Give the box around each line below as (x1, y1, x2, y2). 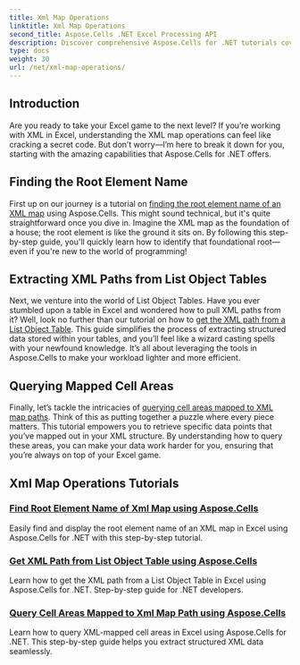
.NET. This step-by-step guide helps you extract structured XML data (9, 636, 264, 647)
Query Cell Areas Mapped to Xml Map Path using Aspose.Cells (9, 607, 287, 619)
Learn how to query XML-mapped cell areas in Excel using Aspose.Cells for (9, 627, 287, 638)
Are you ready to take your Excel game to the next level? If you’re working (9, 120, 281, 131)
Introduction (9, 96, 80, 112)
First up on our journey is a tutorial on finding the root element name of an (9, 198, 281, 209)
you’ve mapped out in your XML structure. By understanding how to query (9, 431, 283, 441)
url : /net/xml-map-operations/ (9, 64, 126, 72)
